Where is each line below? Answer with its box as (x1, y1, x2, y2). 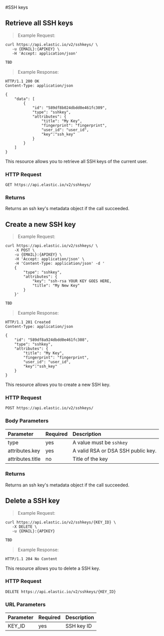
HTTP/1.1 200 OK (5, 78, 39, 84)
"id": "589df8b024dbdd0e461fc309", (32, 105, 107, 110)
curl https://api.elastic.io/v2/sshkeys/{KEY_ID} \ (5, 520, 116, 525)
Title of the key (72, 455, 108, 462)
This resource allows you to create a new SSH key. (5, 381, 111, 387)
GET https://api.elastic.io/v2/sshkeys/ (5, 182, 92, 187)
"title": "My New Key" (32, 283, 80, 288)
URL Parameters (5, 601, 46, 608)
